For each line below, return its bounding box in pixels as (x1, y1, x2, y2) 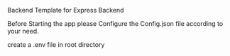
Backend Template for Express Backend (7, 6, 124, 14)
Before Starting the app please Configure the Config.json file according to (7, 20, 224, 27)
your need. (7, 27, 39, 35)
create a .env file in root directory (7, 41, 105, 48)
